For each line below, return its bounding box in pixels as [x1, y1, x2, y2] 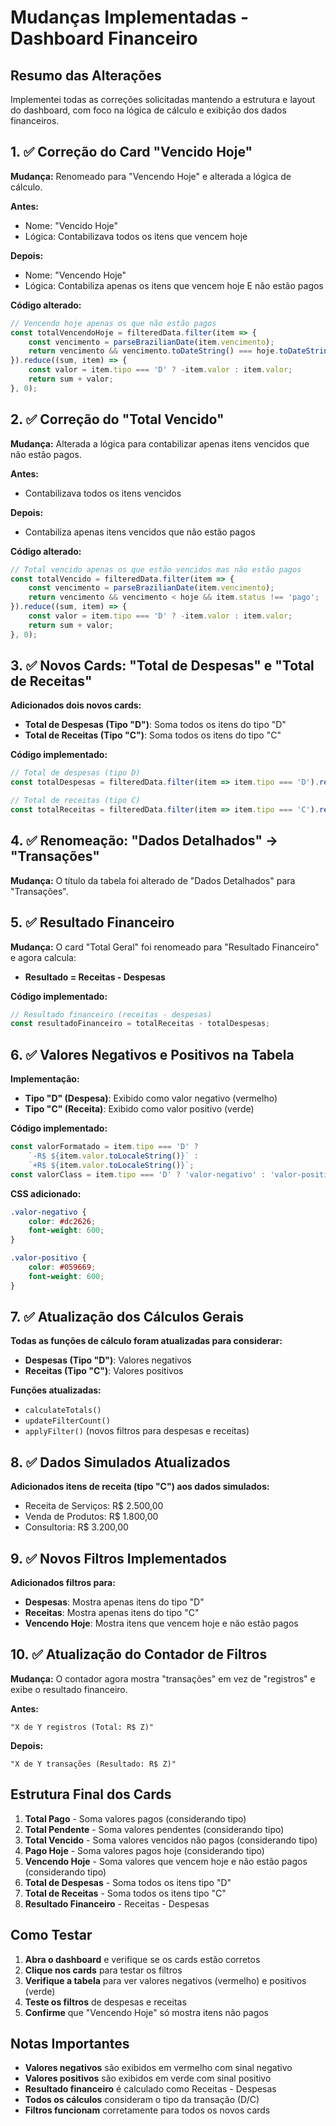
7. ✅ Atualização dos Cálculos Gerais [10, 1309, 245, 1326]
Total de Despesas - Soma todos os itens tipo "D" [24, 1876, 232, 1888]
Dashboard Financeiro [10, 27, 198, 50]
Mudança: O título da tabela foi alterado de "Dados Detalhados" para [10, 874, 296, 886]
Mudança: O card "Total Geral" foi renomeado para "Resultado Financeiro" [10, 941, 320, 953]
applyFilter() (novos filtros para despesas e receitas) [24, 1425, 250, 1437]
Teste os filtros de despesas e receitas [24, 1996, 187, 2008]
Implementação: [10, 1073, 80, 1085]
